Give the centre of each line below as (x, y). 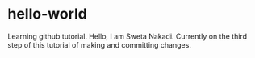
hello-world (48, 14)
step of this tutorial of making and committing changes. (99, 44)
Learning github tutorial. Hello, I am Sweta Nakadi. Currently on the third (127, 36)
